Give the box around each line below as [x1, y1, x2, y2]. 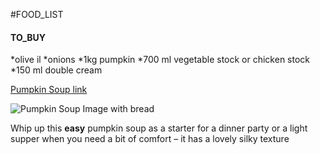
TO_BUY [10, 31, 47, 43]
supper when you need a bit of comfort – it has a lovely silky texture [10, 133, 290, 145]
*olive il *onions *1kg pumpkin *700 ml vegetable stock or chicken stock [10, 54, 311, 66]
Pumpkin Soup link [10, 84, 88, 96]
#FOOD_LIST [10, 9, 64, 20]
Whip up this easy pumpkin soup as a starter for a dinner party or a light [10, 122, 308, 134]
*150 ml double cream [10, 64, 103, 76]
